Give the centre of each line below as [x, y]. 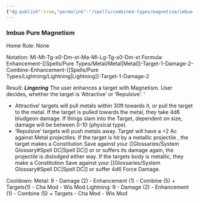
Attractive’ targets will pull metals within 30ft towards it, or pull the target [104, 106]
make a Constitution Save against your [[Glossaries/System [87, 162]
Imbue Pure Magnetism [40, 32]
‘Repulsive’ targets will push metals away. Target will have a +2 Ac [96, 131]
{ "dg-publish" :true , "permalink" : [48, 12]
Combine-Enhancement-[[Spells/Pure [52, 70]
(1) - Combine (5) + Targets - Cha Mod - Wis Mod [67, 193]
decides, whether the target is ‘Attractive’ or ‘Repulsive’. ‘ [76, 94]
